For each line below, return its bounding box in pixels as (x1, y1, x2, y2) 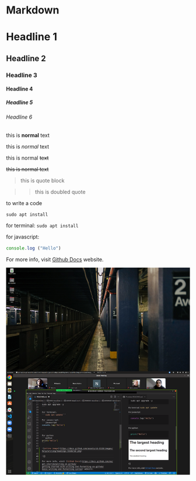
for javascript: (6, 233, 40, 240)
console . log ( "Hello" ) (6, 245, 61, 251)
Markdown (6, 4, 60, 17)
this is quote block (20, 177, 65, 184)
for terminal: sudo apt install (6, 222, 79, 229)
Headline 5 (6, 99, 33, 106)
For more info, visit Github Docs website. (6, 255, 104, 263)
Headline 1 (6, 30, 57, 44)
